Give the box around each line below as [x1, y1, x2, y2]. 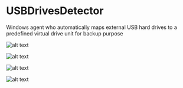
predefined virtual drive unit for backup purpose [6, 30, 123, 37]
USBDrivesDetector [6, 4, 104, 18]
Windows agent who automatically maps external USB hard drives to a [6, 24, 177, 31]
